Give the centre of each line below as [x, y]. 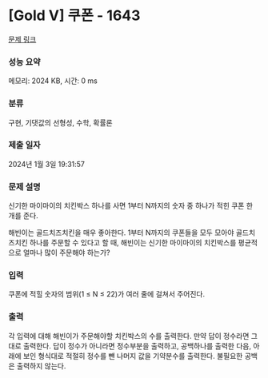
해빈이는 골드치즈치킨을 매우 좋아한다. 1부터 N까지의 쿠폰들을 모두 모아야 [121, 233]
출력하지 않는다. [41, 366]
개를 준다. [23, 216]
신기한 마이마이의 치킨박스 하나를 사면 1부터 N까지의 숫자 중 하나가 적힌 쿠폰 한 [131, 206]
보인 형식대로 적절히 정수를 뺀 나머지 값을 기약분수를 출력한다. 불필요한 [133, 356]
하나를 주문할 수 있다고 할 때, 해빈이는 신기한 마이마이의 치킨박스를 [133, 243]
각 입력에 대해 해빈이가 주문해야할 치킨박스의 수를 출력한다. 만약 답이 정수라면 [129, 336]
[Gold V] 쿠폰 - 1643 [74, 16]
